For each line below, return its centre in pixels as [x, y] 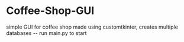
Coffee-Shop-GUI [50, 11]
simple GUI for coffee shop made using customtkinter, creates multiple [92, 27]
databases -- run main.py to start [46, 33]
